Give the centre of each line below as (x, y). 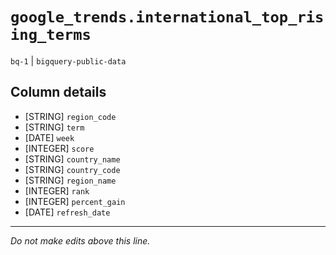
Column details (58, 92)
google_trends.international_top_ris (167, 17)
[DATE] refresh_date (67, 212)
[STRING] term (54, 127)
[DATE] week (49, 137)
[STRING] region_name (70, 180)
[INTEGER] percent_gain (75, 201)
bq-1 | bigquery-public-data (68, 60)
